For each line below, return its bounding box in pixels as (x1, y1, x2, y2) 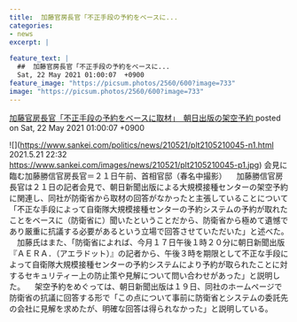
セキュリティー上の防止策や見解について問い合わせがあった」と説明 (24, 270, 273, 280)
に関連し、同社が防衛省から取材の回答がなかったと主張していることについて (9, 192, 289, 203)
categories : (9, 21, 53, 30)
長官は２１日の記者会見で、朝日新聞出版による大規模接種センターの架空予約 (9, 181, 289, 192)
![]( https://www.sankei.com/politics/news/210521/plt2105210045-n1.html (9, 139, 275, 150)
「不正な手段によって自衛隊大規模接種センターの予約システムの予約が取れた (9, 203, 288, 214)
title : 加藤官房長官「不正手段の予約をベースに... (9, 12, 179, 22)
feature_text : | (9, 54, 69, 63)
